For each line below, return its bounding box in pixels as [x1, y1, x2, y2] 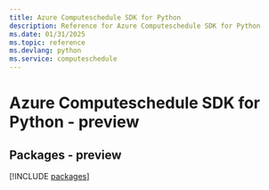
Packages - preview [9, 147, 122, 162]
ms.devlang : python [9, 46, 82, 55]
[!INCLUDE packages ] [9, 171, 90, 181]
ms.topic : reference [9, 37, 86, 47]
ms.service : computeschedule [9, 54, 118, 63]
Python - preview [9, 112, 140, 132]
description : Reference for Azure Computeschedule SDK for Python [9, 21, 261, 30]
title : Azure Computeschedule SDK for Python [9, 12, 181, 22]
